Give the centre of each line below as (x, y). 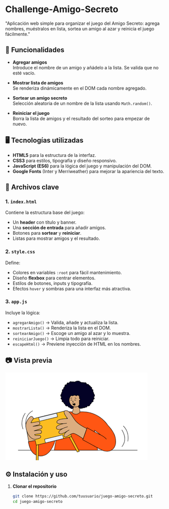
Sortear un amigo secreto (40, 98)
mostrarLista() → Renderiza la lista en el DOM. (62, 328)
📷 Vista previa (29, 360)
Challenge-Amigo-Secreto (62, 9)
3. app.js (16, 302)
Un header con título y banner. (44, 222)
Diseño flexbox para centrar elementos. (54, 278)
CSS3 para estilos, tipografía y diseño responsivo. (65, 160)
